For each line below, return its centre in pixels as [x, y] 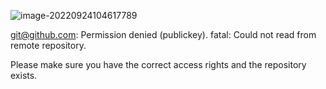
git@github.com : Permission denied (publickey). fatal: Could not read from [163, 34]
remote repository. [48, 45]
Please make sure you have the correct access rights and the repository [158, 64]
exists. [24, 75]
